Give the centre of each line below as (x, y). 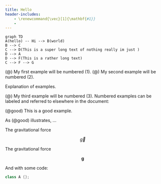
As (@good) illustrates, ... (31, 121)
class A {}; (17, 177)
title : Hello (18, 10)
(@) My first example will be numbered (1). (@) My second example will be (80, 72)
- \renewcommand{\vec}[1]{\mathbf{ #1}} (55, 19)
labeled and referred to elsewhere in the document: (57, 101)
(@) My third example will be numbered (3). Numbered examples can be (78, 96)
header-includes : (23, 14)
